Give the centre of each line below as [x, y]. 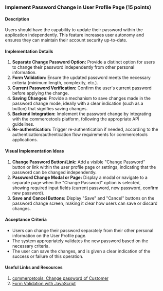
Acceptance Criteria [26, 220]
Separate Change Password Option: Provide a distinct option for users [83, 62]
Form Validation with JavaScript [44, 283]
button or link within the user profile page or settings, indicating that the [84, 167]
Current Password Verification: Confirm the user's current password [82, 88]
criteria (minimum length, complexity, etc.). [55, 83]
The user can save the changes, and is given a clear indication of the [81, 251]
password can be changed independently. [54, 172]
